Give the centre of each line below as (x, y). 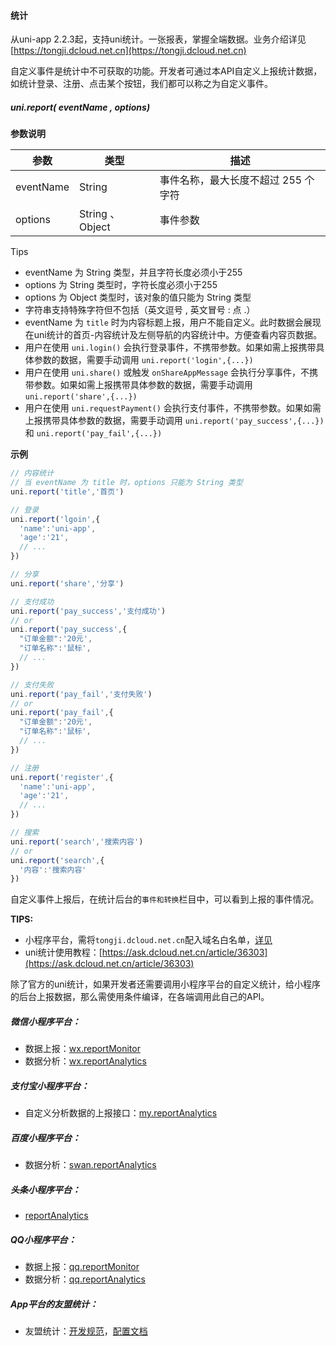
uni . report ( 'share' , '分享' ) (67, 583)
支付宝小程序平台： (50, 1086)
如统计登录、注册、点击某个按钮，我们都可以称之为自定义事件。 (141, 84)
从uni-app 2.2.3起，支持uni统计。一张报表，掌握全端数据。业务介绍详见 (158, 39)
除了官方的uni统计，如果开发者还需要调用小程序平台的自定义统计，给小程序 (165, 984)
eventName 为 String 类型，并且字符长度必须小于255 (133, 272)
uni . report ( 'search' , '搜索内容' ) (77, 841)
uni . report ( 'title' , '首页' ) (67, 491)
